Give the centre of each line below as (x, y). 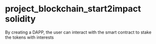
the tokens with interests (29, 37)
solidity (20, 19)
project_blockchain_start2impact (73, 9)
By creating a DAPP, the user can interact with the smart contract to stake (78, 32)
